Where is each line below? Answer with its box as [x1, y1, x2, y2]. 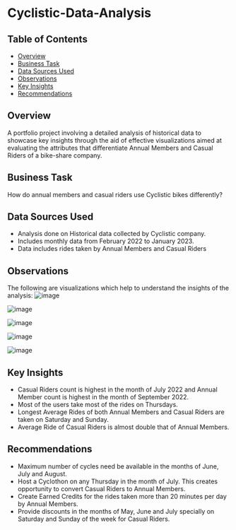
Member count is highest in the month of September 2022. [17, 393, 189, 401]
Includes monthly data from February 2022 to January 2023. [17, 237, 194, 245]
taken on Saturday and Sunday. [17, 416, 110, 424]
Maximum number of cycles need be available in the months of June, [17, 461, 219, 471]
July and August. [17, 469, 67, 478]
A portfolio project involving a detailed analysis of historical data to [7, 129, 201, 137]
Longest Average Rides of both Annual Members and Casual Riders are [17, 408, 225, 416]
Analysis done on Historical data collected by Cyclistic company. [17, 230, 206, 238]
